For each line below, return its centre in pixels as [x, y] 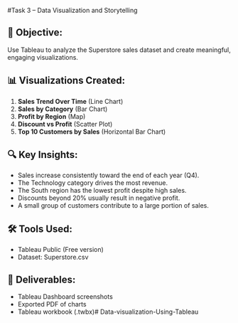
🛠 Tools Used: [40, 229]
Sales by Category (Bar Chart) [63, 109]
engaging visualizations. [43, 57]
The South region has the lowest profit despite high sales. [102, 191]
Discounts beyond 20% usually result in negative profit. [99, 198]
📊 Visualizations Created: [66, 81]
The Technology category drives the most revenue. [93, 183]
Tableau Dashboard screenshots [65, 297]
